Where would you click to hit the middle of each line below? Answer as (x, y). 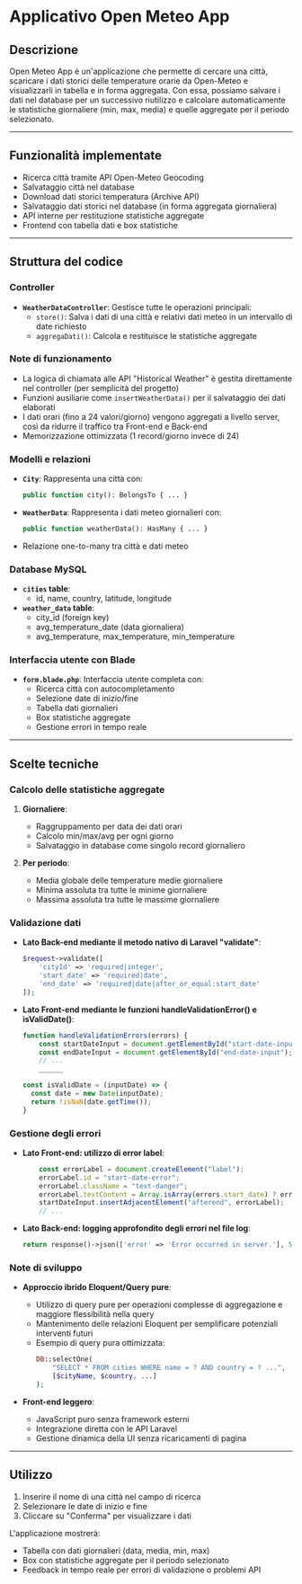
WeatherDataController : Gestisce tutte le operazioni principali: (137, 307)
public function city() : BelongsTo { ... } (105, 495)
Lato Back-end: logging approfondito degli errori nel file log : (136, 1228)
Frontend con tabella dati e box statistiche (100, 225)
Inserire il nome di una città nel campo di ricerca (111, 1496)
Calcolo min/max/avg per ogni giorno (104, 836)
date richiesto (61, 326)
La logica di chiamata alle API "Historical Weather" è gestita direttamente (157, 378)
